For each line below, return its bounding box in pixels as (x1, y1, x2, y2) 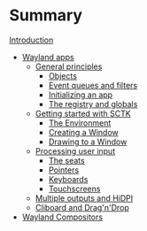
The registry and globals (48, 98, 138, 109)
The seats (48, 155, 86, 166)
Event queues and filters (48, 80, 138, 90)
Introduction (9, 35, 54, 45)
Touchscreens (48, 183, 101, 194)
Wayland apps (21, 51, 74, 62)
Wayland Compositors (21, 212, 104, 222)
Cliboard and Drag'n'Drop (35, 202, 130, 212)
